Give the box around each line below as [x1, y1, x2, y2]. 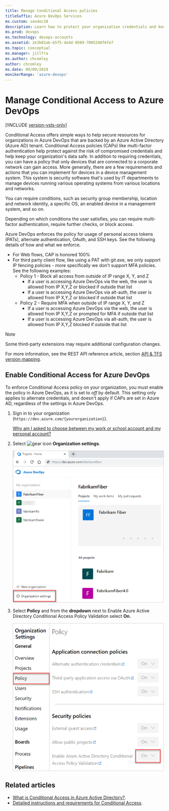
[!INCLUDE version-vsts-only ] [5, 122, 67, 128]
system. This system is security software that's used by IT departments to [5, 175, 159, 181]
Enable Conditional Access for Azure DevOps [5, 371, 150, 379]
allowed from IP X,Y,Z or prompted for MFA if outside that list [27, 311, 153, 317]
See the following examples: [12, 268, 71, 274]
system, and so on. [5, 206, 45, 212]
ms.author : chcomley [5, 56, 49, 61]
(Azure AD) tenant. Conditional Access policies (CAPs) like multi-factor [5, 143, 152, 149]
